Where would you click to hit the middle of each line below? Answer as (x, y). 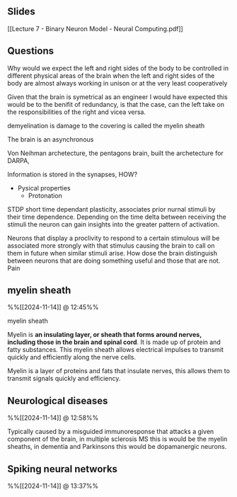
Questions (31, 51)
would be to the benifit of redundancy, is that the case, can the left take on (116, 104)
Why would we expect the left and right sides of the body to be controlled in (118, 68)
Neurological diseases (58, 400)
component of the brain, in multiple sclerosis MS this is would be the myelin (117, 439)
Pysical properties (44, 188)
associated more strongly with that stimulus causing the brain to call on (111, 245)
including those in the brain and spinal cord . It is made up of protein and (114, 342)
